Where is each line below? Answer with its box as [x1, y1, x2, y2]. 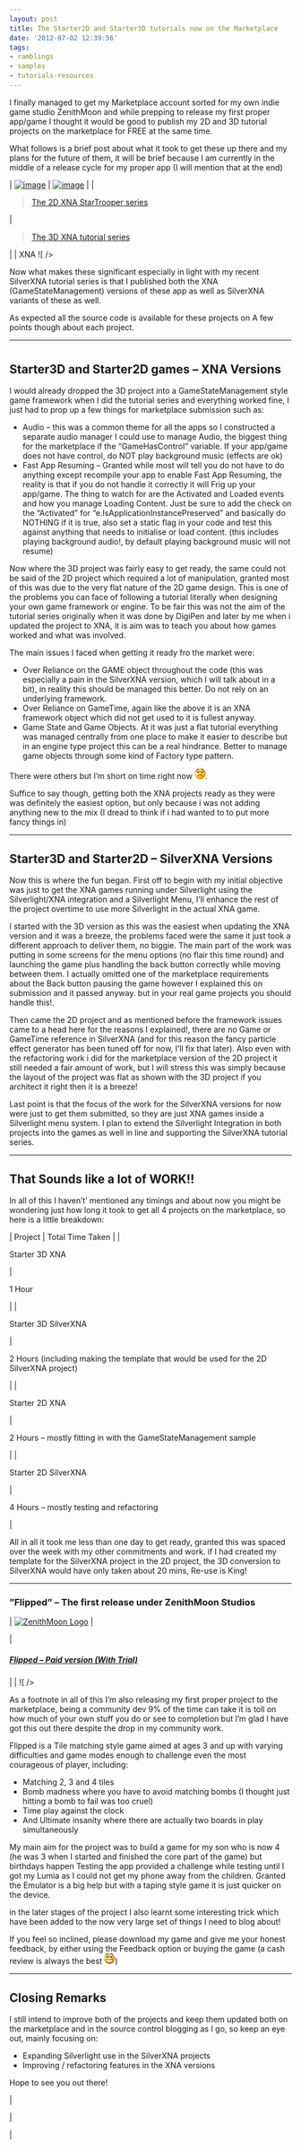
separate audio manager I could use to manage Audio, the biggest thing [21, 432, 288, 442]
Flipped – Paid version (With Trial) [9, 1655, 139, 1664]
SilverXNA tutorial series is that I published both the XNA [9, 275, 219, 286]
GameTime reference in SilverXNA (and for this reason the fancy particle [9, 1034, 277, 1044]
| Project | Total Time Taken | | [9, 1232, 121, 1243]
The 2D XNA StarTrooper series [30, 197, 149, 207]
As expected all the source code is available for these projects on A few [9, 312, 274, 323]
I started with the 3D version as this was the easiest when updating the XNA [9, 921, 290, 932]
